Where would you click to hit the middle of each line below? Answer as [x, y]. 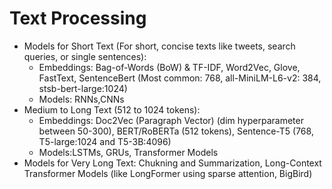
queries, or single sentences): [85, 56]
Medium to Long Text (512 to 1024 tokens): [112, 109]
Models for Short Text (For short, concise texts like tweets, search [159, 46]
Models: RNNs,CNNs [81, 99]
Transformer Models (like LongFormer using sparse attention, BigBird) [168, 173]
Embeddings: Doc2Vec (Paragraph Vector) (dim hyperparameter [171, 120]
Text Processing [78, 18]
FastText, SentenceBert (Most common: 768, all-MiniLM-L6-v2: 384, [180, 78]
